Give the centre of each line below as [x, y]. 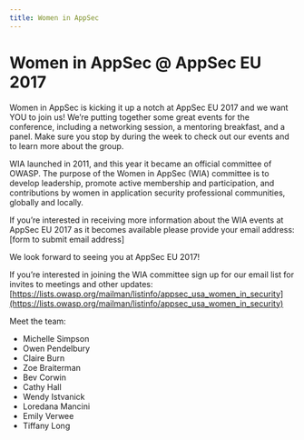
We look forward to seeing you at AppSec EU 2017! [105, 256]
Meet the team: [38, 321]
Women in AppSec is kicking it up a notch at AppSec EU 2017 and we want [149, 107]
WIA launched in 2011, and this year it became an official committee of [141, 164]
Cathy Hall [42, 386]
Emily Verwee [48, 415]
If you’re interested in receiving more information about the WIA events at [147, 220]
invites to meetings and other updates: [81, 284]
